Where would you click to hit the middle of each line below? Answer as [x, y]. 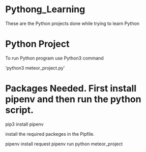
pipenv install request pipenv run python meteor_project [64, 144]
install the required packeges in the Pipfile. [50, 134]
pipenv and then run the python [73, 99]
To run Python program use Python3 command [54, 58]
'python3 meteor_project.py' [35, 68]
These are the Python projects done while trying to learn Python [72, 23]
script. [20, 110]
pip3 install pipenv [25, 124]
